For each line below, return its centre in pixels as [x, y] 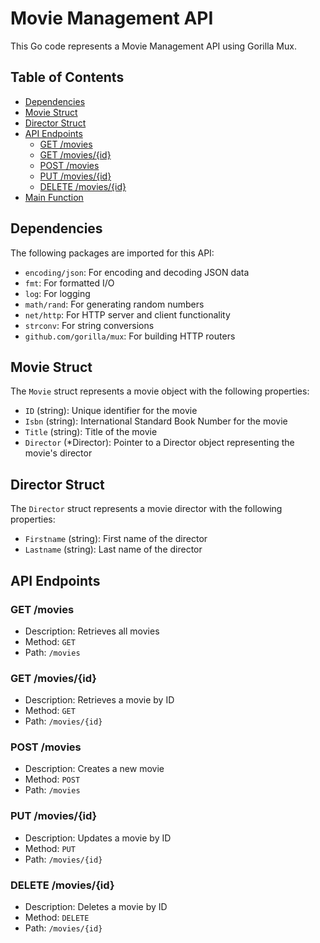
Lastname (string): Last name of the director [113, 549]
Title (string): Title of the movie [91, 432]
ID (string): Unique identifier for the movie [111, 411]
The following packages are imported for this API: [112, 253]
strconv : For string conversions [89, 325]
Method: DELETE [57, 918]
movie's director [58, 453]
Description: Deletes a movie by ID [96, 907]
